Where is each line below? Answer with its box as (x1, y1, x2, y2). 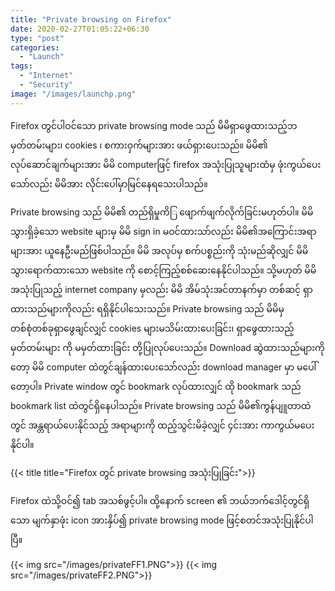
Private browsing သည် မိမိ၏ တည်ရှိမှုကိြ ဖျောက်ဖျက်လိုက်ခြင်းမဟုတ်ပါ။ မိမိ (10, 206, 314, 218)
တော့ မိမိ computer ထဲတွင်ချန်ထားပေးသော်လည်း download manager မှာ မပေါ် (10, 361, 317, 373)
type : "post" (10, 33, 65, 43)
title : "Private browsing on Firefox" (10, 14, 172, 25)
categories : (10, 42, 60, 53)
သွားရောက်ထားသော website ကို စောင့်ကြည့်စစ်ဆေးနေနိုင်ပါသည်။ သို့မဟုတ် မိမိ (10, 264, 317, 276)
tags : (10, 61, 33, 71)
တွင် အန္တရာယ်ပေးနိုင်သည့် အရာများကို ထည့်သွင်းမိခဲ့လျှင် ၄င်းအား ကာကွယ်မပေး (10, 419, 315, 431)
